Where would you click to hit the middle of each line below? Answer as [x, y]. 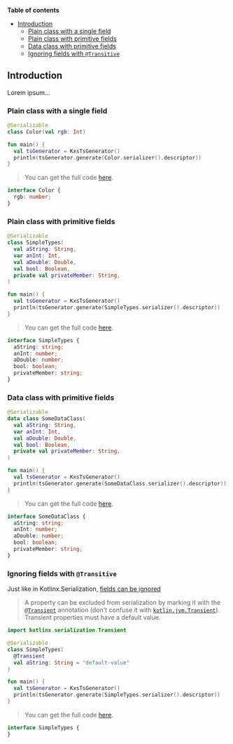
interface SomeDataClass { [47, 516]
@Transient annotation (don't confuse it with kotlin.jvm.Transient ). [122, 610]
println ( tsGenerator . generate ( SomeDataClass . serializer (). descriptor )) [120, 483]
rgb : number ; [33, 197]
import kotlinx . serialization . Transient [67, 631]
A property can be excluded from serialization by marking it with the [122, 603]
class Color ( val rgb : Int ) [47, 132]
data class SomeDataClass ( [47, 419]
